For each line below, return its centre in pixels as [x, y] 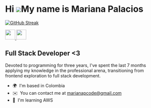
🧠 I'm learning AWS [33, 100]
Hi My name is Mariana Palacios [74, 9]
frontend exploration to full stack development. [53, 75]
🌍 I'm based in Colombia [39, 85]
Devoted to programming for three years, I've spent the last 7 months [75, 65]
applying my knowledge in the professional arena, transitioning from [75, 71]
